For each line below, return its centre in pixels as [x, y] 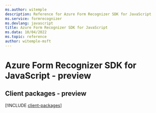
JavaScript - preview [48, 75]
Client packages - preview [46, 94]
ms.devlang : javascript [29, 23]
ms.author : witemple [26, 9]
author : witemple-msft [28, 41]
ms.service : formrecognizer [34, 19]
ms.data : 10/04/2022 [26, 32]
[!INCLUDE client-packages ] [33, 105]
